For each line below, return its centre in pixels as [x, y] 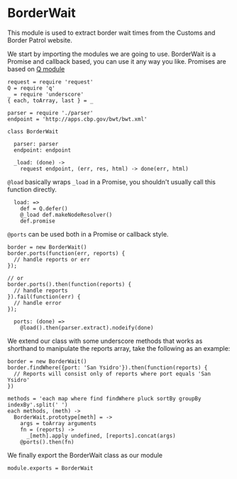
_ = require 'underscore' [45, 94]
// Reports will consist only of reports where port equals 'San [112, 373]
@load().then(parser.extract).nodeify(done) [87, 327]
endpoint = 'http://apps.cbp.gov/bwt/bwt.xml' [77, 119]
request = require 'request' [50, 82]
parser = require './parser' [50, 113]
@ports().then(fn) [47, 442]
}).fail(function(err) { [44, 297]
